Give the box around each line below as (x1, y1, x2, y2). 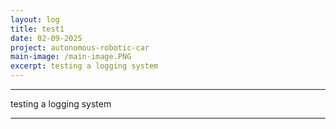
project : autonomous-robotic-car (10, 42, 150, 53)
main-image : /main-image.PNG (10, 52, 132, 62)
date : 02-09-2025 (10, 33, 83, 43)
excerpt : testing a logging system (10, 61, 159, 71)
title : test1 (10, 24, 65, 34)
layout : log (10, 14, 60, 25)
